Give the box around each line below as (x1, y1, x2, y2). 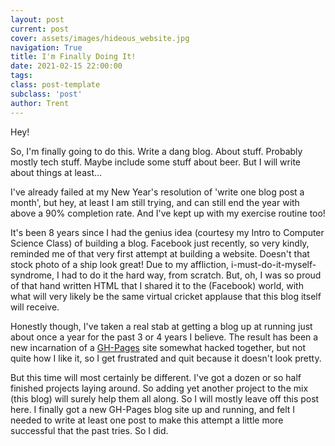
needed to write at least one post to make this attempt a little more (10, 414, 284, 426)
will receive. (10, 301, 60, 313)
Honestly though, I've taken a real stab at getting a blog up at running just (10, 320, 313, 332)
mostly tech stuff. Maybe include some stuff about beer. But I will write (10, 156, 301, 168)
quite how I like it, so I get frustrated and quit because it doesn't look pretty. (10, 352, 322, 364)
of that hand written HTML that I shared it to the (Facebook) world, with (10, 279, 304, 291)
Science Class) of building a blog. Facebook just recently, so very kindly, (10, 237, 310, 249)
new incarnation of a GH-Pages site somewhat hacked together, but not (10, 341, 307, 353)
